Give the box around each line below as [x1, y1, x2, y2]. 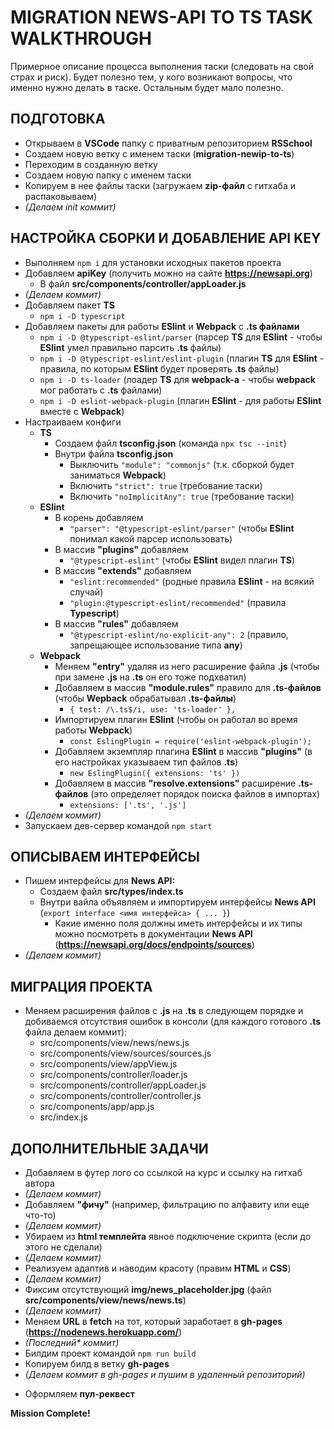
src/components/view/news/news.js [39, 1037, 190, 1049]
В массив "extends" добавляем [54, 564, 192, 576]
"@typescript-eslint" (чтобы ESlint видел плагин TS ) [69, 554, 295, 566]
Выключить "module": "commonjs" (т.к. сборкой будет [69, 458, 295, 470]
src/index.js [39, 1111, 88, 1123]
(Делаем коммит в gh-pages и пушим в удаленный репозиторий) [24, 1369, 306, 1380]
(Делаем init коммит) [24, 201, 117, 213]
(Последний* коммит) [24, 1337, 120, 1348]
